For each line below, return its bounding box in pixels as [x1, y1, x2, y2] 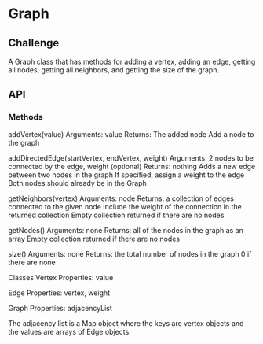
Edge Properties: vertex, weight [8, 288, 111, 298]
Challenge [8, 36, 60, 50]
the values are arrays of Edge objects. [8, 327, 131, 336]
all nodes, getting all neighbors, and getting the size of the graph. [8, 65, 220, 75]
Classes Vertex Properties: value [8, 272, 114, 282]
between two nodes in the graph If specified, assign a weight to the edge [8, 170, 245, 179]
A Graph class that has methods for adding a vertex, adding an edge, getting [8, 57, 256, 66]
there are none [8, 257, 57, 267]
